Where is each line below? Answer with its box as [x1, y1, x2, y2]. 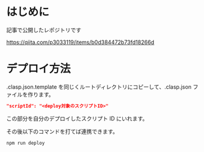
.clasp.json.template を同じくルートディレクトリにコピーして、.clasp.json [6, 83, 192, 90]
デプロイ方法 [6, 62, 71, 76]
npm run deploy [6, 140, 45, 146]
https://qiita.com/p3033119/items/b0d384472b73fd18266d [6, 38, 155, 46]
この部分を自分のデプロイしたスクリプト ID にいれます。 [6, 115, 148, 122]
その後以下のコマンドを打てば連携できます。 [6, 128, 118, 135]
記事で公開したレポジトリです [6, 26, 81, 34]
